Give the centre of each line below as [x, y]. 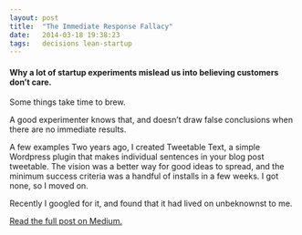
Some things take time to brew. [68, 102]
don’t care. [31, 82]
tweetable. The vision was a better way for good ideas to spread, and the [147, 167]
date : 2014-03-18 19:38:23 [65, 35]
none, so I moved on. [49, 186]
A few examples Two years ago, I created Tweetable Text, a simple [135, 148]
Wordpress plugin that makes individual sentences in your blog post [137, 157]
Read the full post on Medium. [66, 221]
